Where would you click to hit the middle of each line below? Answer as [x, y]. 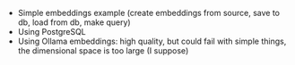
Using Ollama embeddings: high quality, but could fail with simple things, [152, 41]
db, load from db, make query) [74, 22]
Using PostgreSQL [52, 32]
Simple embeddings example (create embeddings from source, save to [149, 13]
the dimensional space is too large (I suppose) [103, 51]
